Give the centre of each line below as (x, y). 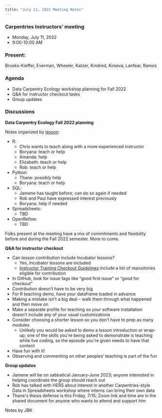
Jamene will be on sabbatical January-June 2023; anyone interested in (83, 375)
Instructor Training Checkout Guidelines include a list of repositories (87, 268)
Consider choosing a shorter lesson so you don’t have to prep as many (83, 320)
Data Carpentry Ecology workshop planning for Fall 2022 (69, 89)
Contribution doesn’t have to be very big (52, 288)
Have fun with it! (28, 351)
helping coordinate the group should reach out (58, 380)
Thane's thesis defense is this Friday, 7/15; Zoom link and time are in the (84, 396)
